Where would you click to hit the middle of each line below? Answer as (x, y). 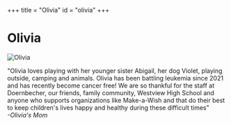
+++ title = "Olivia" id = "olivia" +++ (58, 10)
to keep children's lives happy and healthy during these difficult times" (109, 108)
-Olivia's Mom (27, 115)
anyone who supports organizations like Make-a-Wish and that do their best (116, 100)
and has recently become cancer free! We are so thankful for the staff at (111, 85)
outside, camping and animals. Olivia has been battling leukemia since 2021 (115, 78)
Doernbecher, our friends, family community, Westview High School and (111, 92)
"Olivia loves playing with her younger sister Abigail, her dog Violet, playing (115, 70)
